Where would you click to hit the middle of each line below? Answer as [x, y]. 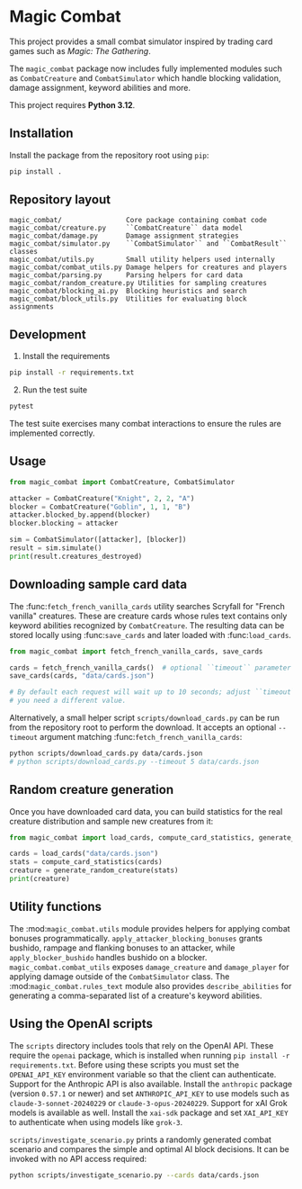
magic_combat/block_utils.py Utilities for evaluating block [128, 299]
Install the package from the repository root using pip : [109, 155]
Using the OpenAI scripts [81, 1024]
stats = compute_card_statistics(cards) [86, 862]
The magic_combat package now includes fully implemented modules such [146, 68]
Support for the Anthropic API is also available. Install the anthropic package [151, 1084]
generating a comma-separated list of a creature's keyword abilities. [136, 995]
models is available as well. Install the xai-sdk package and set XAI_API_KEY [149, 1112]
